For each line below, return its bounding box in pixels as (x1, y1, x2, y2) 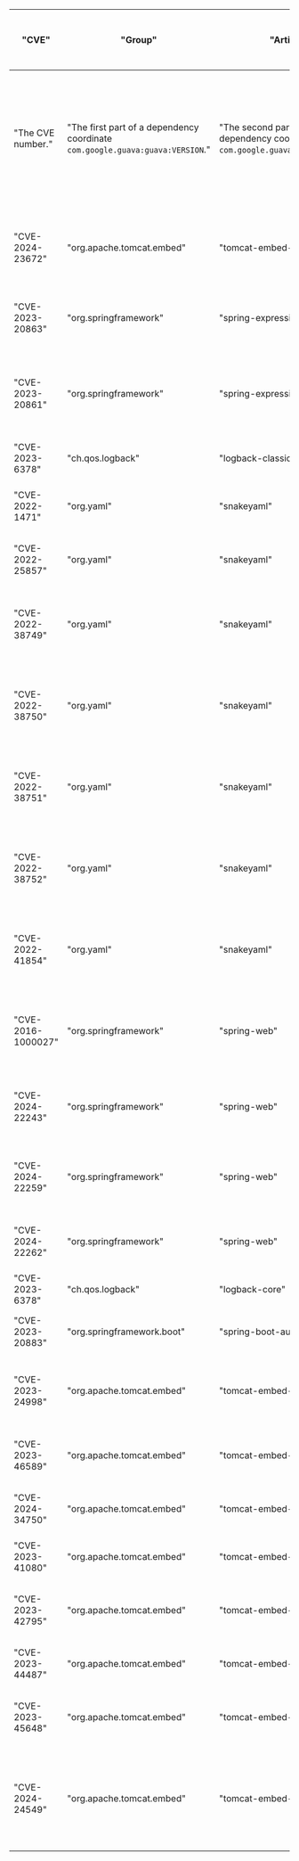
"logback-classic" (219, 452, 296, 464)
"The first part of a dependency (67, 121, 199, 133)
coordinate (67, 133, 113, 144)
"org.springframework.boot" (67, 1325, 185, 1338)
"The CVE (13, 127, 55, 139)
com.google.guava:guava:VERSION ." (67, 143, 211, 155)
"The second (219, 121, 273, 133)
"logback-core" (219, 1283, 287, 1295)
